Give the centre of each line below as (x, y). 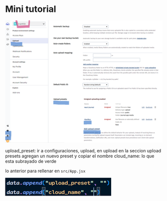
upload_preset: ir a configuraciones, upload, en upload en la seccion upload (83, 150)
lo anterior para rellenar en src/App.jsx (45, 171)
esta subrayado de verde (31, 161)
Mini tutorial (31, 9)
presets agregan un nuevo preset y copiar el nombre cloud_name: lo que (80, 156)
